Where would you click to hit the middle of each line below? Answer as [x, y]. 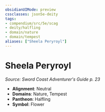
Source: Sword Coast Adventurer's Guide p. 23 [53, 79]
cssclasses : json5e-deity [31, 14]
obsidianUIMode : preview [30, 10]
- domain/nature [22, 32]
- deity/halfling [23, 28]
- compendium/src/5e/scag [31, 23]
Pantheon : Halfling [31, 99]
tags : [11, 19]
